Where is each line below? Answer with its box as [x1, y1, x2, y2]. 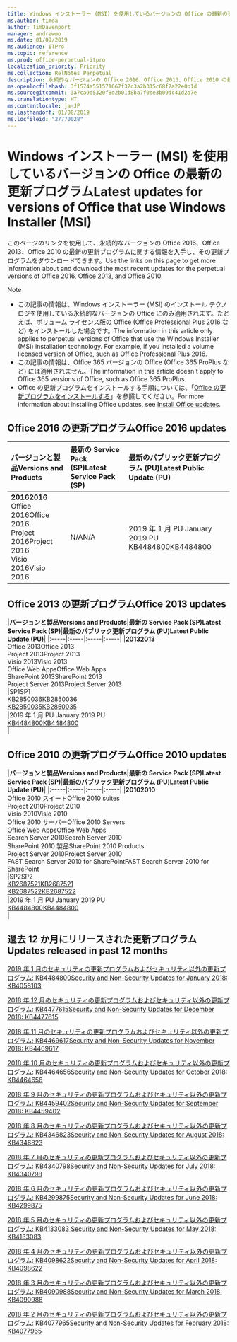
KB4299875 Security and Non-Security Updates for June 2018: [35, 1193, 218, 1201]
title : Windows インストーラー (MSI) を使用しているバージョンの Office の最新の [7, 10, 228, 18]
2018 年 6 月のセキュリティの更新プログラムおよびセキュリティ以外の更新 [7, 1184, 221, 1193]
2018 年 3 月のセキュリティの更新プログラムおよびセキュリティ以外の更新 [7, 1278, 221, 1287]
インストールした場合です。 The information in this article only [34, 326, 213, 335]
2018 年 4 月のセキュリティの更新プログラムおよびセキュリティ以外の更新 [7, 1246, 221, 1256]
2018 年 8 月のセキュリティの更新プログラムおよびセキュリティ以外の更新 [7, 1121, 221, 1130]
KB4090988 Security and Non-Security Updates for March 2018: [35, 1287, 222, 1295]
